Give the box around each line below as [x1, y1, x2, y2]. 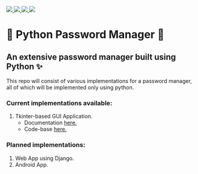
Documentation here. [24, 119, 77, 127]
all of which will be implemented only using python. [6, 84, 134, 91]
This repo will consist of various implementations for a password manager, [6, 78, 193, 84]
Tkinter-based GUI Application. [15, 113, 93, 120]
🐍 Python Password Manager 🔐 [6, 28, 165, 42]
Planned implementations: [6, 141, 86, 149]
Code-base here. [24, 125, 67, 133]
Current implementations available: [6, 99, 113, 107]
